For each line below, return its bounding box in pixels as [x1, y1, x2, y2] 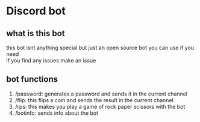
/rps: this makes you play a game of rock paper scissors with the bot [14, 103, 186, 110]
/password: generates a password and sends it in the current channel [14, 90, 188, 97]
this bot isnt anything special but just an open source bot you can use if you [6, 44, 195, 51]
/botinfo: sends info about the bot [14, 109, 98, 117]
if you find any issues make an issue [6, 57, 96, 64]
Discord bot [6, 4, 66, 18]
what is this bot [6, 28, 65, 38]
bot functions [6, 74, 58, 85]
